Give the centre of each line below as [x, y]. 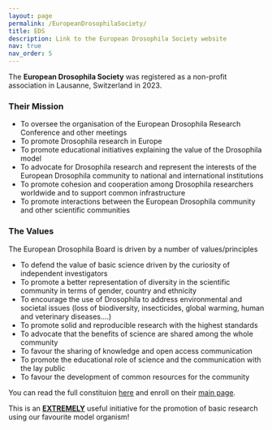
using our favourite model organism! [69, 417]
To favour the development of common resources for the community [135, 376]
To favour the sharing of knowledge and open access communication [136, 350]
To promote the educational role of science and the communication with [140, 359]
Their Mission [36, 106]
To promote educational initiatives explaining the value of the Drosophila [141, 150]
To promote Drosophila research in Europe [91, 141]
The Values [31, 231]
